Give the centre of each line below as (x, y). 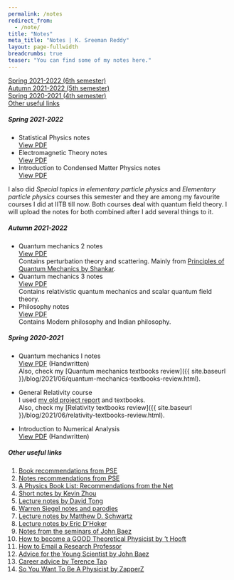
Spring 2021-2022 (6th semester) (57, 80)
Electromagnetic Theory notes (63, 152)
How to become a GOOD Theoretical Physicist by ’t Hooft (102, 539)
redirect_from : (31, 21)
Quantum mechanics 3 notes (60, 276)
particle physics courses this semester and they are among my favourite (114, 196)
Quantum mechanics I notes (59, 356)
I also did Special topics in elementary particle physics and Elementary (112, 189)
